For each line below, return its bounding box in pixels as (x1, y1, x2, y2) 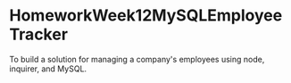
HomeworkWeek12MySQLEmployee (9, 5, 283, 26)
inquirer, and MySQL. (9, 63, 87, 74)
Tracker (9, 24, 69, 45)
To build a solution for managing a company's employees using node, (9, 54, 265, 64)
